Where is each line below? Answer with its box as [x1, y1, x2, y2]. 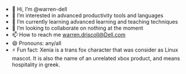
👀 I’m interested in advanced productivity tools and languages [11, 12, 163, 19]
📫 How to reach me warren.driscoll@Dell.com [11, 31, 126, 38]
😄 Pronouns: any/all [11, 40, 61, 47]
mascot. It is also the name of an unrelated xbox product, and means [11, 55, 180, 62]
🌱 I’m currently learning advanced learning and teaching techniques [11, 18, 178, 25]
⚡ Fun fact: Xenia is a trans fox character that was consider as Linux [11, 46, 178, 53]
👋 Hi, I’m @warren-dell [11, 6, 67, 12]
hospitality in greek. [11, 61, 61, 68]
